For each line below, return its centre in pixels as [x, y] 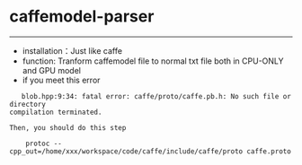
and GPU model [51, 70]
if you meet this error [61, 80]
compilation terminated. [56, 112]
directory [28, 104]
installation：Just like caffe [72, 50]
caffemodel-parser [82, 17]
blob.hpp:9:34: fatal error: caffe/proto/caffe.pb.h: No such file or [156, 96]
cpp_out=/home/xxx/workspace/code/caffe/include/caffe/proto [126, 151]
